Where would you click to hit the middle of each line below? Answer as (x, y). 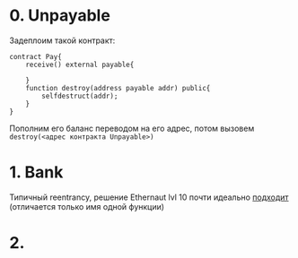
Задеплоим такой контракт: (62, 40)
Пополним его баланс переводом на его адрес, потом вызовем (132, 128)
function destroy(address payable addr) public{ (118, 88)
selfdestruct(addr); (80, 96)
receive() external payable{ (80, 64)
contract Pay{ (36, 56)
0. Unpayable (60, 16)
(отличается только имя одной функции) (87, 206)
